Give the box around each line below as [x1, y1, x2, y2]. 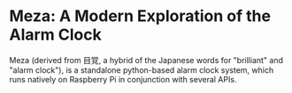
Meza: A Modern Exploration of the [9, 6, 272, 26]
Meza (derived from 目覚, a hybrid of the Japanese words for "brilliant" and [9, 54, 284, 65]
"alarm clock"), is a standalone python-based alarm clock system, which [9, 64, 274, 75]
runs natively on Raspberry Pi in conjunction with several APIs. [9, 74, 237, 84]
